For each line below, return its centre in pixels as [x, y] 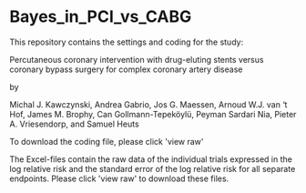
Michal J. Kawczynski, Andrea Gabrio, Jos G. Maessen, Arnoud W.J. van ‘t [148, 104]
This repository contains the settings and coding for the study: [127, 42]
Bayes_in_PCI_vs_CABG [101, 17]
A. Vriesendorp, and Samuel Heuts [74, 124]
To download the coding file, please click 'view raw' [107, 141]
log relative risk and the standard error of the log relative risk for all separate [153, 168]
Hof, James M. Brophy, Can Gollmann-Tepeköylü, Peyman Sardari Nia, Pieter [153, 114]
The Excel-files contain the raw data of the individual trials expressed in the [151, 159]
